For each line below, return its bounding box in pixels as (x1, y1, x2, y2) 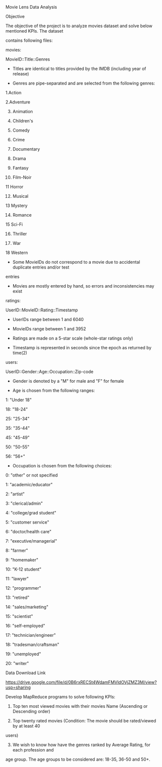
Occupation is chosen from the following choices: (12, 463, 112, 468)
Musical (12, 193, 29, 199)
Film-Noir (12, 174, 32, 180)
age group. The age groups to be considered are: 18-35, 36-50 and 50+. (5, 756, 151, 762)
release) (12, 71, 30, 77)
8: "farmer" (5, 547, 28, 553)
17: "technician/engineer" (5, 632, 56, 638)
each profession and (12, 747, 54, 752)
